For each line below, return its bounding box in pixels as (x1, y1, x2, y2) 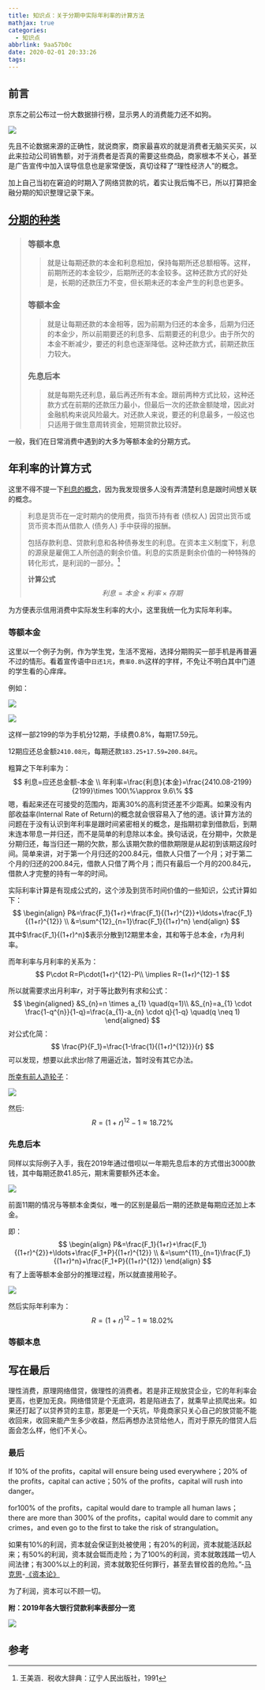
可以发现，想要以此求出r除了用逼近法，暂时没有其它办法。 (8, 1055, 198, 1064)
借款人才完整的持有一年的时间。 (8, 868, 112, 878)
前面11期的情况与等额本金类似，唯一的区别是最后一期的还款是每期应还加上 (8, 1199, 249, 1209)
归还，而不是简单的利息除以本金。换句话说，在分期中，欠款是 (56, 828, 257, 839)
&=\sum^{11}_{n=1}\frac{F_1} (160, 1248, 251, 1257)
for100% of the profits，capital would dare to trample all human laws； (8, 1503, 238, 1513)
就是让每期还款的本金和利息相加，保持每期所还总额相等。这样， (47, 258, 255, 267)
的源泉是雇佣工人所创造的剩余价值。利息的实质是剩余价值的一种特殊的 (27, 548, 256, 557)
